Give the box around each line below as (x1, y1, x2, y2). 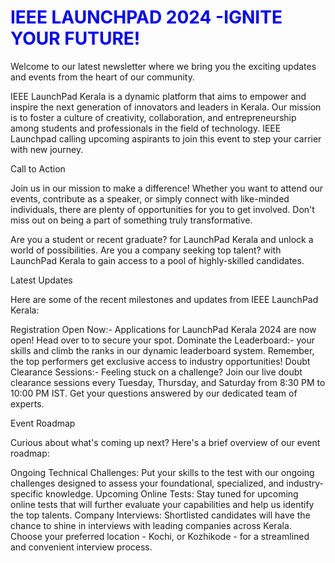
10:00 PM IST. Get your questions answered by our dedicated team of (10, 387, 298, 399)
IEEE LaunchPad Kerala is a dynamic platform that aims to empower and (10, 90, 307, 102)
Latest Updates (10, 274, 73, 286)
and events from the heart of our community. (10, 71, 195, 83)
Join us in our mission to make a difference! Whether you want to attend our (10, 182, 324, 194)
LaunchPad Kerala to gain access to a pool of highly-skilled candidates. (10, 254, 305, 266)
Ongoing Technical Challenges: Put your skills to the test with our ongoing (10, 466, 315, 478)
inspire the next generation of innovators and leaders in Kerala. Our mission (10, 101, 322, 113)
